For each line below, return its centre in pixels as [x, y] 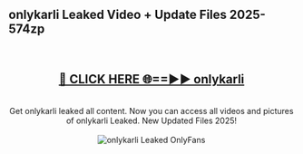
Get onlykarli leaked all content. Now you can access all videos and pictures [151, 111]
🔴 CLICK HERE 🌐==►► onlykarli [151, 79]
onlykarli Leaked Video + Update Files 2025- [137, 15]
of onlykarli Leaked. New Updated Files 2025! [151, 120]
